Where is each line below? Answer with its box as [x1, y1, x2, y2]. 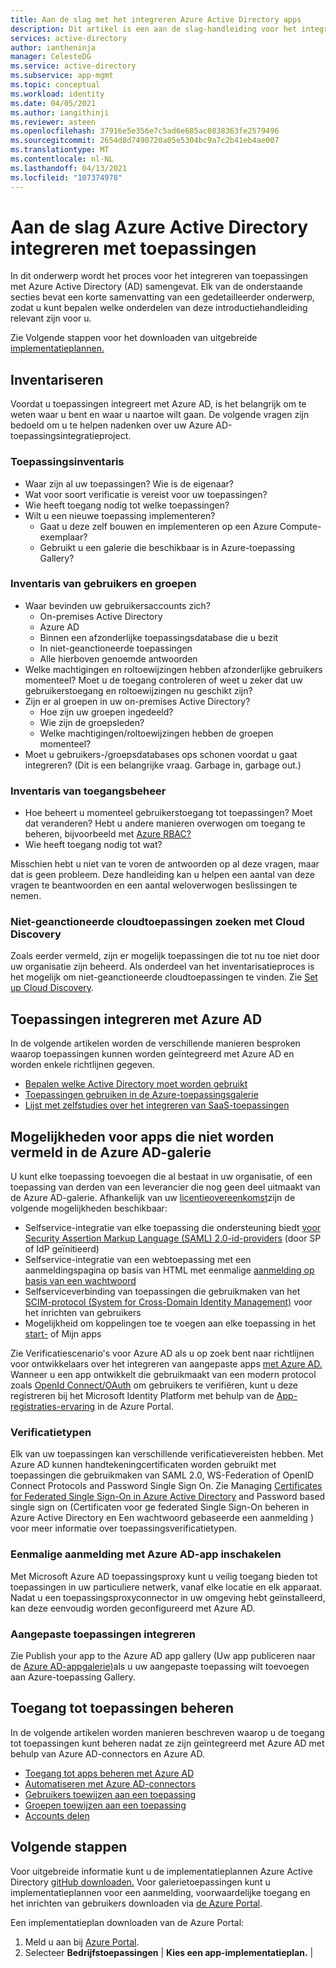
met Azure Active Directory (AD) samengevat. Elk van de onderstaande [10, 281, 303, 293]
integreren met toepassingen [10, 237, 257, 260]
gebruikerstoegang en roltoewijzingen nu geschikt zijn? [24, 684, 253, 696]
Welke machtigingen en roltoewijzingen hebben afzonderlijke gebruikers [24, 663, 323, 675]
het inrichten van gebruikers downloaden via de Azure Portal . [10, 1897, 263, 1909]
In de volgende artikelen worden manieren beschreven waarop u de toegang [10, 1726, 325, 1738]
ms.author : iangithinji [10, 107, 110, 118]
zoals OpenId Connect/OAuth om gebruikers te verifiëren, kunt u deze [10, 1379, 298, 1391]
